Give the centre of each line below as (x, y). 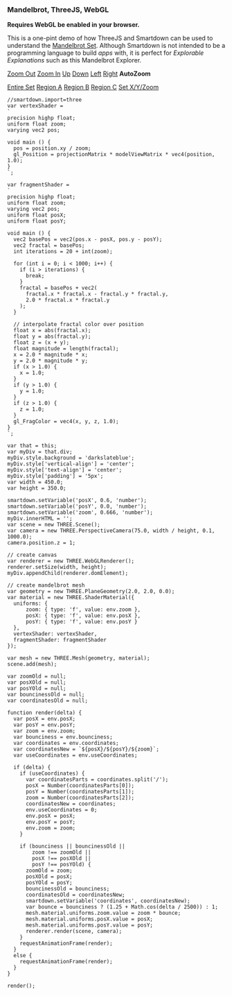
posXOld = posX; (49, 877)
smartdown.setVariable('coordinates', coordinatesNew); (108, 901)
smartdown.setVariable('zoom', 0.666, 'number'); (80, 513)
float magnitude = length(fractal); (66, 349)
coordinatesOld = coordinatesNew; (75, 895)
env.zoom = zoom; (51, 828)
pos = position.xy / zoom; (52, 148)
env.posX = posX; (51, 816)
